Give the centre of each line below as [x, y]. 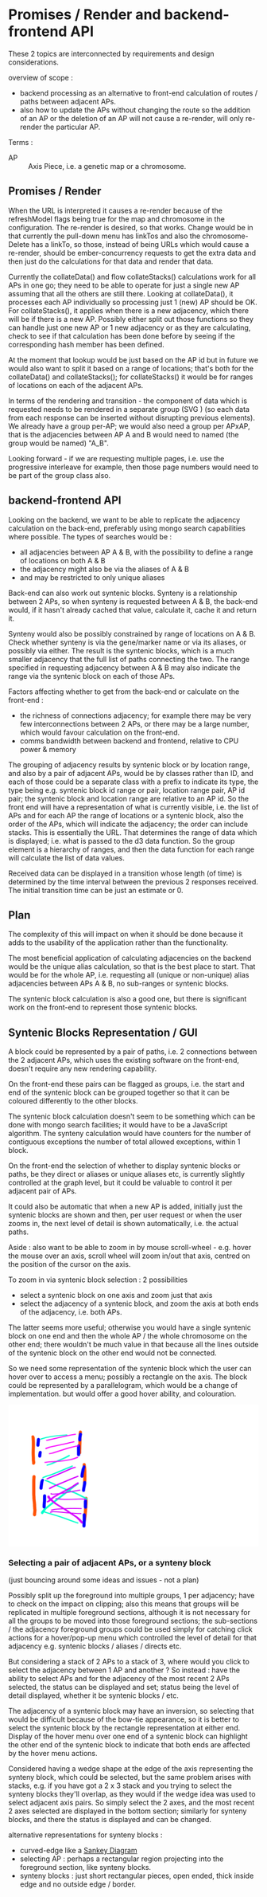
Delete [19, 244]
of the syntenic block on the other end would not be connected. [112, 1353]
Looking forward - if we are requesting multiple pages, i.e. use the [116, 458]
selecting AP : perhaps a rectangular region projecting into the [122, 1859]
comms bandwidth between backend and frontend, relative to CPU [129, 741]
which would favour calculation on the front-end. [100, 732]
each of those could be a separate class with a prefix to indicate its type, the [133, 782]
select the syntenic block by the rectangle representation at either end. [124, 1727]
